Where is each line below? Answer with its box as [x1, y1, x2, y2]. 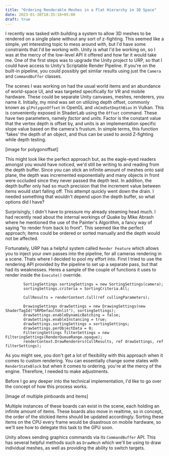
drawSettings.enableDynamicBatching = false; [23, 313, 121, 318]
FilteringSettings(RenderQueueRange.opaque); [5, 335, 102, 340]
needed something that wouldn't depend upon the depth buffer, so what [5, 193, 155, 200]
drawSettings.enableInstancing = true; [23, 317, 107, 322]
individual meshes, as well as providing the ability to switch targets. [5, 445, 145, 451]
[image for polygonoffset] [5, 147, 59, 153]
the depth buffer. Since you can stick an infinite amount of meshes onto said [5, 167, 164, 173]
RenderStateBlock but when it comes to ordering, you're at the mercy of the [5, 363, 162, 369]
